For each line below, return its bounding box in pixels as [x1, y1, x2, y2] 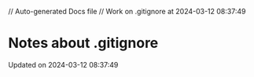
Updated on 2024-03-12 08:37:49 [8, 60, 119, 69]
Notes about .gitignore [8, 35, 159, 52]
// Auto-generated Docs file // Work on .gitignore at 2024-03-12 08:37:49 [8, 7, 246, 16]
